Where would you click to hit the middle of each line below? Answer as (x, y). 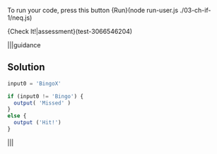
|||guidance (24, 45)
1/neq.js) (20, 18)
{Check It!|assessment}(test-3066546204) (70, 31)
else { (17, 116)
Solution (26, 67)
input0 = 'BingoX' (34, 83)
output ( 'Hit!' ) (37, 123)
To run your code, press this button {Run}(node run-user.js (93, 10)
